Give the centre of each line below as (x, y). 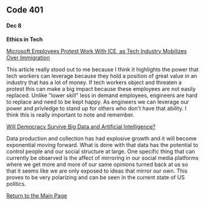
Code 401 (25, 10)
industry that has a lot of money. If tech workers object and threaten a (94, 82)
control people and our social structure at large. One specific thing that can (101, 151)
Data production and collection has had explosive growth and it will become (102, 138)
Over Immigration (28, 57)
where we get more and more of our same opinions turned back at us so (97, 164)
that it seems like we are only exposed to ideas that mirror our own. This (97, 171)
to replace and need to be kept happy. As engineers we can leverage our (98, 102)
